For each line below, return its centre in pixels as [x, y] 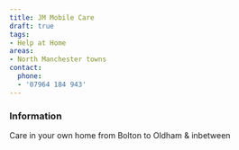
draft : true [32, 26]
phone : [30, 76]
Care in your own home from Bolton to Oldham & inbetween [120, 135]
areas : [22, 51]
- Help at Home [38, 43]
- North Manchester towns [58, 59]
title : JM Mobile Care [52, 18]
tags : [19, 34]
